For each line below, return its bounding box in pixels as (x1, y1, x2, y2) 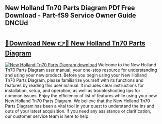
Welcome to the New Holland (98, 62, 157, 67)
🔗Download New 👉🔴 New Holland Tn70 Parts (5, 39, 146, 47)
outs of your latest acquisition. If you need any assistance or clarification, (5, 108, 151, 114)
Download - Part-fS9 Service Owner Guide (5, 12, 136, 20)
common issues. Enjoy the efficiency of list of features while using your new (5, 93, 157, 98)
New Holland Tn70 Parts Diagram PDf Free (5, 4, 135, 12)
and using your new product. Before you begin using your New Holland (5, 72, 147, 78)
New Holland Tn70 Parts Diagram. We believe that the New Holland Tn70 (5, 98, 150, 104)
